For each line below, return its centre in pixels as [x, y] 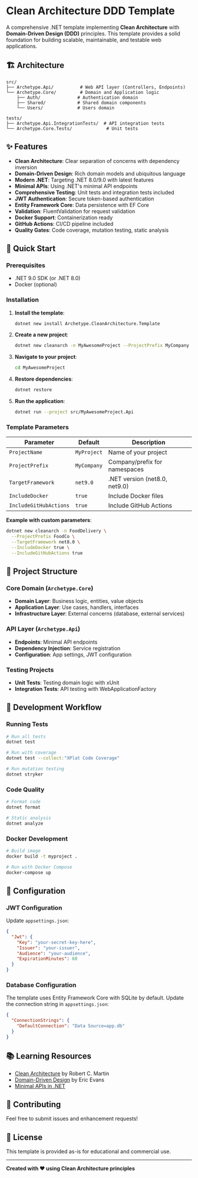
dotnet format [24, 807]
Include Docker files [136, 496]
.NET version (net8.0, [138, 479]
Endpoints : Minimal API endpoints [56, 642]
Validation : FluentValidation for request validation [75, 211]
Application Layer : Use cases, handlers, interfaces [77, 608]
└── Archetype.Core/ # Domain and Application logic [83, 92]
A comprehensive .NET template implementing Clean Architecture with [93, 27]
